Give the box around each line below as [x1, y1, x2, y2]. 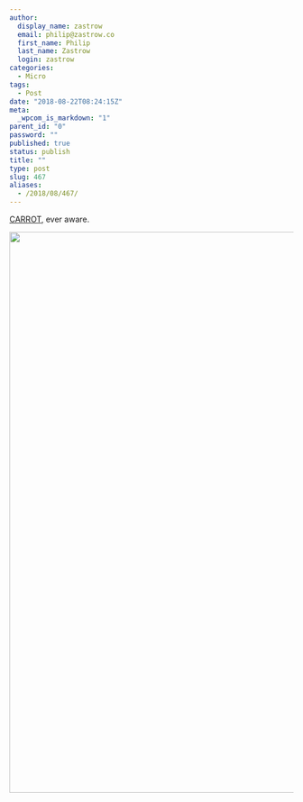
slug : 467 [9, 172, 47, 181]
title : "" [9, 155, 47, 165]
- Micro [17, 72, 47, 81]
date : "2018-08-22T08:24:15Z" [9, 96, 124, 106]
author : [9, 13, 39, 23]
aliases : [9, 181, 42, 190]
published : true [9, 139, 70, 148]
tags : [9, 80, 30, 89]
